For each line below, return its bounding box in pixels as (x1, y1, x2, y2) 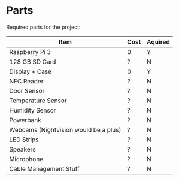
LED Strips (9, 135, 39, 144)
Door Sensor (9, 86, 45, 95)
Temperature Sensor (9, 96, 67, 105)
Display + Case (9, 67, 52, 76)
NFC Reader (9, 77, 44, 85)
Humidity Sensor (9, 106, 56, 114)
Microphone (9, 155, 44, 163)
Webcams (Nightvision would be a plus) (9, 125, 122, 134)
